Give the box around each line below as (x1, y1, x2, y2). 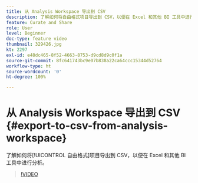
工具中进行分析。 (6, 159, 48, 166)
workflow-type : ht (6, 63, 51, 69)
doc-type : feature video (6, 36, 67, 42)
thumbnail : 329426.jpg (6, 42, 62, 48)
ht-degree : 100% (6, 74, 46, 80)
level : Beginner (6, 30, 46, 36)
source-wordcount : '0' (6, 69, 62, 74)
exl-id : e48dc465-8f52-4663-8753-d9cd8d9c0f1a (6, 52, 123, 58)
